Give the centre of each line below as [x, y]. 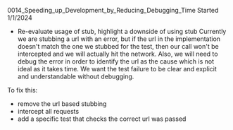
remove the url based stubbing [62, 104]
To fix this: [23, 90]
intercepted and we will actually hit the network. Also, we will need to [118, 54]
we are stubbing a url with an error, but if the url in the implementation [119, 39]
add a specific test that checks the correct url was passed [102, 119]
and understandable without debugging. [76, 76]
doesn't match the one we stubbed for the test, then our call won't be [118, 46]
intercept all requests [48, 111]
